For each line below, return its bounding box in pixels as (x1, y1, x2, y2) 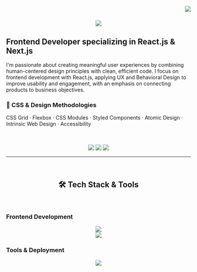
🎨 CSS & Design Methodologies (6, 101, 97, 109)
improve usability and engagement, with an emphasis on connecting (6, 80, 171, 87)
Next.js (6, 46, 33, 56)
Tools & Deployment (6, 246, 64, 254)
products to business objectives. (6, 86, 85, 93)
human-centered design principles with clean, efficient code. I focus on (6, 67, 179, 74)
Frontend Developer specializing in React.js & (6, 36, 175, 46)
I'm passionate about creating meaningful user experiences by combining (6, 62, 184, 68)
